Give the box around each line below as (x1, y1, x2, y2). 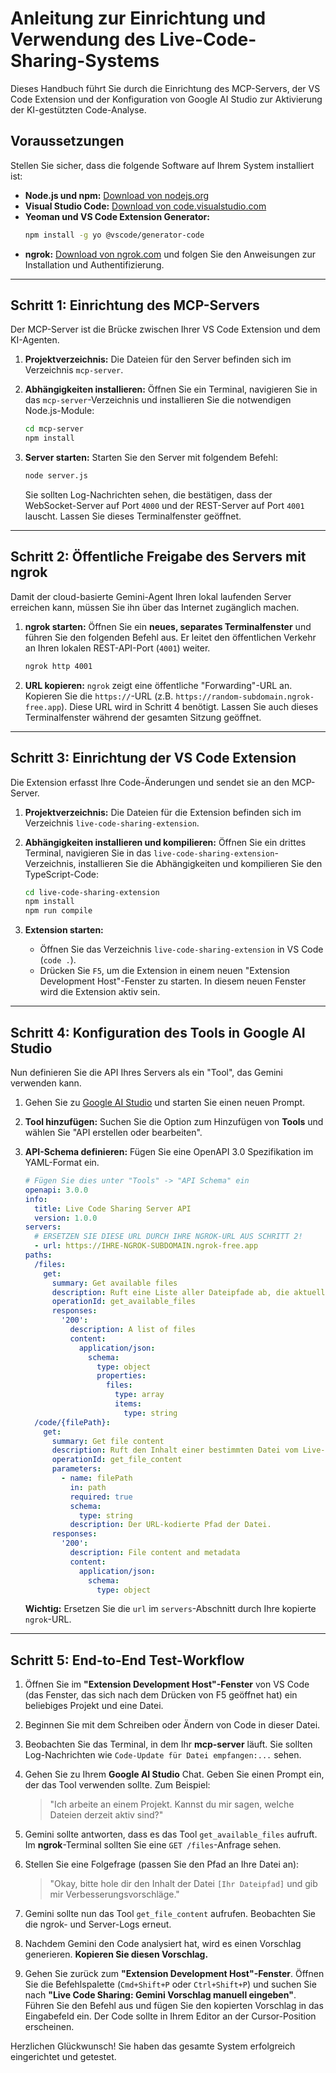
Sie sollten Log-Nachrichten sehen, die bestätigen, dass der (24, 489, 273, 501)
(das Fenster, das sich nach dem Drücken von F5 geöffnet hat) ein (24, 1689, 298, 1701)
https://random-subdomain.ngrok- (175, 692, 315, 702)
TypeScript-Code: (24, 868, 100, 880)
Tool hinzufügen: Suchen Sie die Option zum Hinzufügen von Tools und (24, 1116, 324, 1127)
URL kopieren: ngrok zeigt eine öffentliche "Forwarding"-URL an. (24, 679, 293, 691)
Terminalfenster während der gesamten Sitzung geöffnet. (24, 711, 262, 723)
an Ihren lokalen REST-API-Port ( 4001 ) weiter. (24, 642, 211, 654)
